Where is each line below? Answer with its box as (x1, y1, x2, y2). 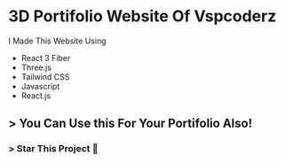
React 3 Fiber (20, 52, 71, 63)
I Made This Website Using (8, 35, 107, 46)
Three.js (20, 62, 52, 73)
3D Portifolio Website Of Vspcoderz (8, 6, 277, 27)
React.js (20, 90, 51, 101)
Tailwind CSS (20, 71, 70, 81)
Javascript (20, 81, 60, 91)
